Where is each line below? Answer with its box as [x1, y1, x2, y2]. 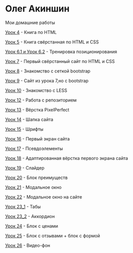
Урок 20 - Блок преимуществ [5, 174, 68, 180]
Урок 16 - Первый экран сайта [5, 135, 70, 141]
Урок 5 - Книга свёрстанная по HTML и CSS [5, 38, 99, 45]
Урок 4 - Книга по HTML [5, 29, 57, 35]
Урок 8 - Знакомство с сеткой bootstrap [5, 68, 91, 74]
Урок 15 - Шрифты [5, 126, 43, 132]
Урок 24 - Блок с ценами [5, 223, 58, 229]
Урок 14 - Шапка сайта [5, 116, 53, 122]
